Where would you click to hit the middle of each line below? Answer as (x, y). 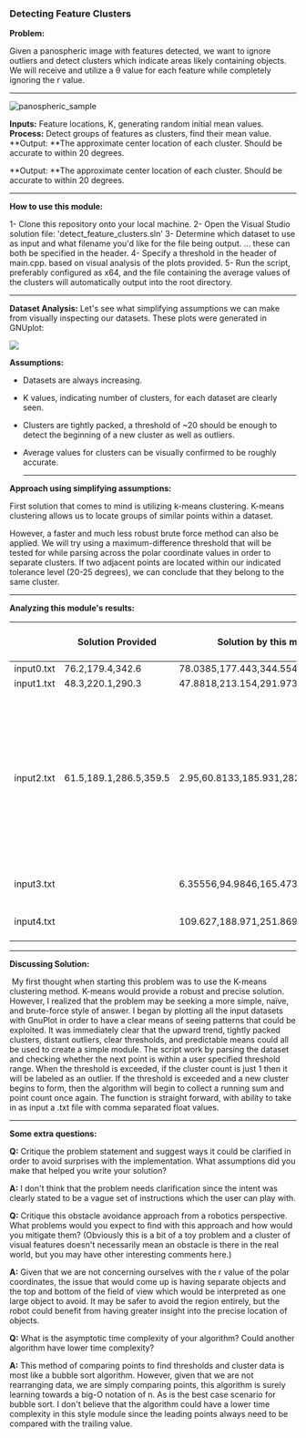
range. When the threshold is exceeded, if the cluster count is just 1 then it (148, 1069)
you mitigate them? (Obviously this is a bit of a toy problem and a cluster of (150, 1235)
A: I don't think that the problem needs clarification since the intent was (143, 1188)
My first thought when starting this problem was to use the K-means (139, 981)
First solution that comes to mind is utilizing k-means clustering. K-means (147, 506)
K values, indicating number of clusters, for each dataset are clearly (150, 398)
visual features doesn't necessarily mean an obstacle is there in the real (144, 1245)
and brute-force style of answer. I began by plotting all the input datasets (147, 1011)
